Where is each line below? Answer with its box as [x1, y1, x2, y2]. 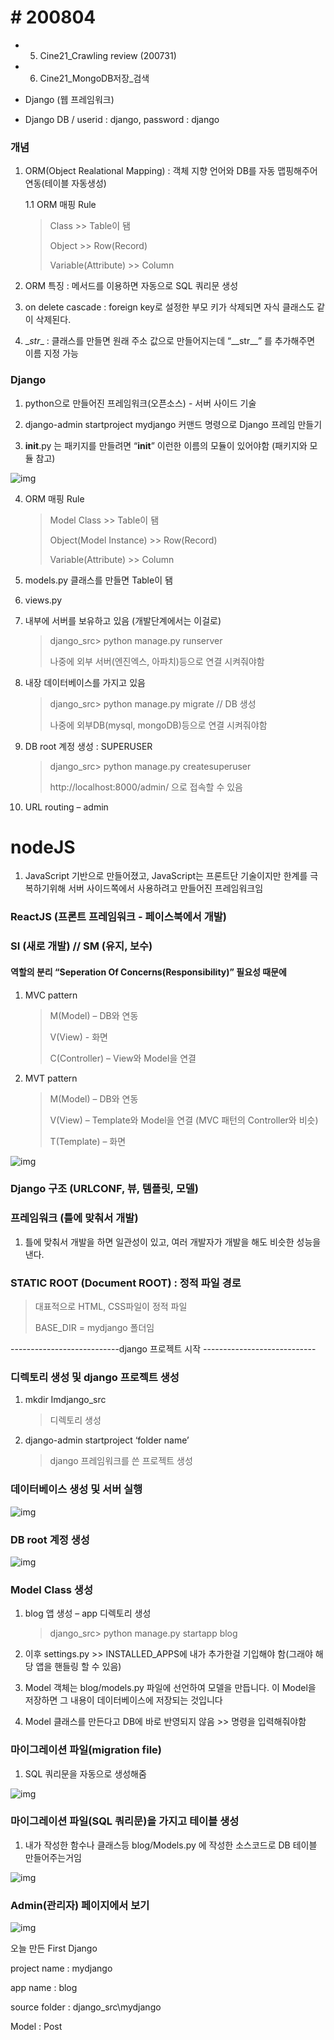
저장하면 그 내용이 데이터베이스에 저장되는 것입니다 [24, 1694, 223, 1706]
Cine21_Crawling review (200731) [39, 49, 177, 61]
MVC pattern [24, 989, 78, 1001]
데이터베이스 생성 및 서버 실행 [10, 1482, 143, 1496]
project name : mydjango [10, 1962, 113, 1975]
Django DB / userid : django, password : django [24, 113, 220, 125]
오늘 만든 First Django [10, 1942, 98, 1955]
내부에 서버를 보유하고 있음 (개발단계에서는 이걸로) [24, 614, 222, 626]
